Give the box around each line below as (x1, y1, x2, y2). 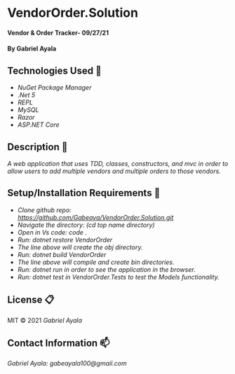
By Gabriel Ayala (7, 44, 57, 53)
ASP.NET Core (17, 120, 60, 129)
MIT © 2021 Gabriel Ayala (7, 316, 83, 324)
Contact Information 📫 (7, 338, 110, 349)
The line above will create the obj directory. (17, 243, 143, 251)
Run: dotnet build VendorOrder (17, 250, 107, 258)
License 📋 (7, 294, 55, 306)
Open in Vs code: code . (17, 228, 88, 236)
